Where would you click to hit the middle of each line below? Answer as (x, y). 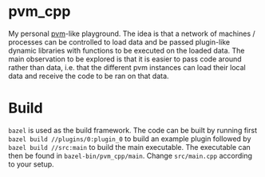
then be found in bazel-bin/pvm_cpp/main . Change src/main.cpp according (131, 155)
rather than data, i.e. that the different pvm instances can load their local (127, 67)
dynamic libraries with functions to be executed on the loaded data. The (127, 50)
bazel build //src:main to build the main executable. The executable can (130, 147)
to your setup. (31, 164)
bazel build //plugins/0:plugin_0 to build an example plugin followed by (130, 139)
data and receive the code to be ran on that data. (89, 76)
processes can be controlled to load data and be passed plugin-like (119, 41)
